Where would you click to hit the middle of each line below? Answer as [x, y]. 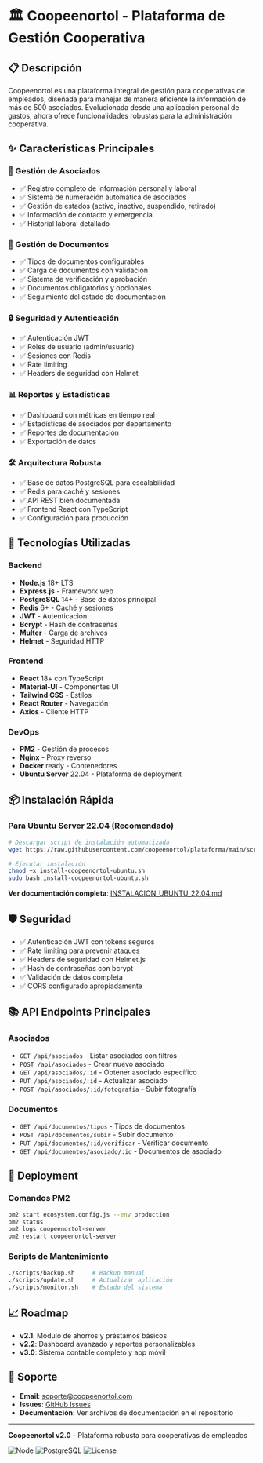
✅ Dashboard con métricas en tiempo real [87, 414]
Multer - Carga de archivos [63, 633]
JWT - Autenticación [53, 616]
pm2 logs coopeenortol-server [58, 1229]
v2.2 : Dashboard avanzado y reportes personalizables [107, 1344]
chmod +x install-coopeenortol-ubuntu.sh [77, 871]
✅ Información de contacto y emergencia [86, 214]
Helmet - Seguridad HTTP [62, 640]
